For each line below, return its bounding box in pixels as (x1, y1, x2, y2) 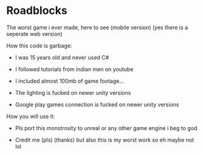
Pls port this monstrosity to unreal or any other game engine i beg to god (15, 124, 198, 131)
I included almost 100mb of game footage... (15, 77, 125, 84)
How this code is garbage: (6, 42, 72, 49)
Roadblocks (6, 4, 68, 18)
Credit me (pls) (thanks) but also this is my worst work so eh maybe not (15, 136, 194, 143)
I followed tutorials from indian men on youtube (15, 65, 134, 73)
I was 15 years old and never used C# (15, 53, 109, 61)
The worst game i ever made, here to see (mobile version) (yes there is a (6, 24, 188, 31)
